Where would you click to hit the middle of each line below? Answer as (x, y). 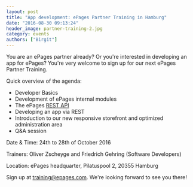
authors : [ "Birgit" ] (32, 40)
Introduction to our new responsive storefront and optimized (89, 118)
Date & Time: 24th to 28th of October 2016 (59, 142)
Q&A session (30, 131)
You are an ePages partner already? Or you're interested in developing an (96, 57)
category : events (28, 34)
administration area (39, 124)
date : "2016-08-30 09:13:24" (42, 23)
